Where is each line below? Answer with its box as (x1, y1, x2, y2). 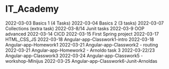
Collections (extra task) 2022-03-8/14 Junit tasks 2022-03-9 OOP (5, 25, 145, 31)
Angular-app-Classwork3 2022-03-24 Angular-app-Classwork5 (5, 52, 140, 59)
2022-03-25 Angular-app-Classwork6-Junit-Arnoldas (44, 58, 158, 64)
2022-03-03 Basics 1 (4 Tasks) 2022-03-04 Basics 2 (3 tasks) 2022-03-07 (5, 20, 164, 26)
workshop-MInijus (5, 58, 43, 64)
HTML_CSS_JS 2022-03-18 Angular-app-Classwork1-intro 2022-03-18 (5, 36, 154, 42)
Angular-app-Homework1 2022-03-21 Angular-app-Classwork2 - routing (5, 41, 158, 48)
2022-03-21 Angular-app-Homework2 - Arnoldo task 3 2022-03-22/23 (5, 47, 155, 53)
